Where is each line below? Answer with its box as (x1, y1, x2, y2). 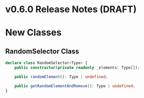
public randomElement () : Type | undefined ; (14, 74, 108, 79)
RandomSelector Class (5, 47, 79, 55)
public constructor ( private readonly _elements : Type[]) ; (14, 65, 140, 71)
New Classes (5, 27, 62, 39)
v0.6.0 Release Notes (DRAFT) (5, 4, 137, 15)
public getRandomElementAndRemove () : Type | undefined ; (14, 83, 136, 88)
